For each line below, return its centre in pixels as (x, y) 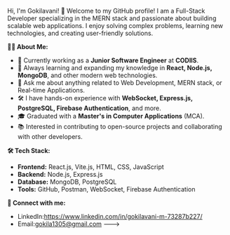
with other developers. (50, 136)
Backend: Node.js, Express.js (60, 174)
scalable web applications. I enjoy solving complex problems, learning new (115, 26)
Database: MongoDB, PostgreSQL (67, 182)
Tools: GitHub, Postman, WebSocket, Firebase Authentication (106, 189)
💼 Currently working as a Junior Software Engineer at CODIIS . (108, 60)
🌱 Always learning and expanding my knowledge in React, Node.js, (115, 68)
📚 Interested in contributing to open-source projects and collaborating (120, 127)
